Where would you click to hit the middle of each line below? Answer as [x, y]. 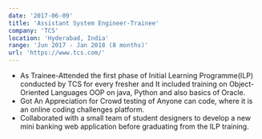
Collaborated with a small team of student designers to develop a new [135, 118]
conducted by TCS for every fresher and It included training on [123, 84]
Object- [242, 84]
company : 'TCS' [34, 30]
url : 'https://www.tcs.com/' [57, 53]
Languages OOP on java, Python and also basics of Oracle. [148, 92]
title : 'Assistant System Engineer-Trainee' [84, 23]
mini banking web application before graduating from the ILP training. [135, 126]
